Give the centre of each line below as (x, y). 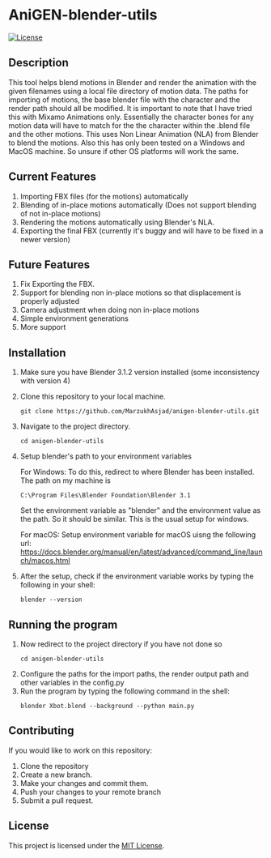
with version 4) (45, 381)
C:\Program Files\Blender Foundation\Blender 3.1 (106, 496)
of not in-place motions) (60, 213)
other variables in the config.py (72, 683)
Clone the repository (54, 766)
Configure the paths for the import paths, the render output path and (134, 674)
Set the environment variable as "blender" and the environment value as (140, 510)
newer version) (45, 239)
